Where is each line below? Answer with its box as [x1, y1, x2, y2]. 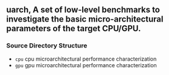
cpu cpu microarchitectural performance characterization [14, 55, 157, 62]
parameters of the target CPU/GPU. [6, 23, 141, 34]
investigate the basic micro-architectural [6, 14, 164, 25]
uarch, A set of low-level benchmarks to [6, 5, 160, 15]
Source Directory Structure [6, 41, 88, 50]
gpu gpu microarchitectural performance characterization [14, 61, 157, 68]
